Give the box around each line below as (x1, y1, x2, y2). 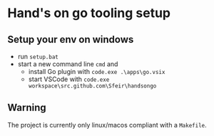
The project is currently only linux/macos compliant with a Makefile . (7, 120, 207, 129)
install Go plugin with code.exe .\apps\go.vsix (28, 68, 165, 75)
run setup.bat (17, 52, 58, 61)
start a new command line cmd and (17, 60, 118, 68)
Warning (7, 102, 46, 114)
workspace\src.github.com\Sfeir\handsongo (28, 83, 157, 90)
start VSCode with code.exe (28, 75, 110, 83)
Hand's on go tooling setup (7, 5, 171, 21)
